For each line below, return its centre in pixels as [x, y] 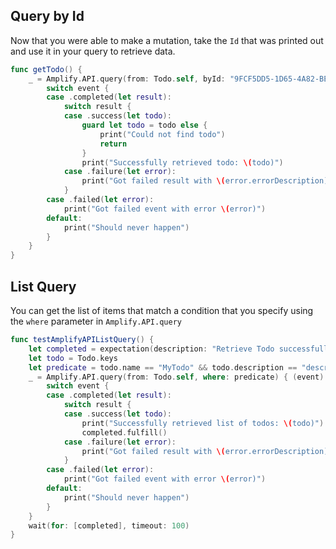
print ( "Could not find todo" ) [162, 134]
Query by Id [47, 16]
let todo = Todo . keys [73, 358]
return [113, 144]
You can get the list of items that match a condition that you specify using [162, 310]
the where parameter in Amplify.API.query [96, 321]
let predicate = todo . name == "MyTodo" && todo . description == [163, 367]
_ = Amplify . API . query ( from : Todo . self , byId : [127, 79]
